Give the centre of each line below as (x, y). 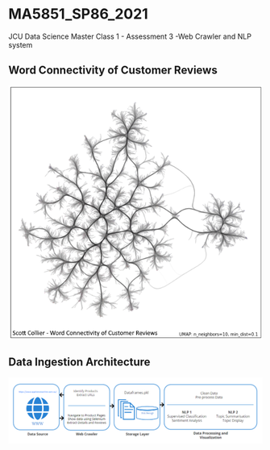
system (21, 44)
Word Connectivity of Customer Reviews (113, 71)
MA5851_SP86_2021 (79, 14)
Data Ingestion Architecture (79, 362)
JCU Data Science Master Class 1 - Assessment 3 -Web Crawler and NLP (130, 36)
